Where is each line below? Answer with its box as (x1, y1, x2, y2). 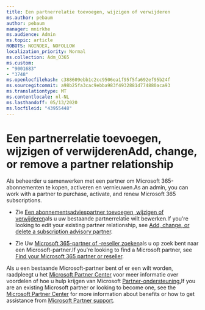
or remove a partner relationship (6, 157, 174, 171)
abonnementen (6, 184, 45, 191)
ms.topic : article (6, 37, 53, 43)
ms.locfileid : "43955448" (6, 105, 72, 111)
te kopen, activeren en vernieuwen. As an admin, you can (45, 184, 189, 191)
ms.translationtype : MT (6, 88, 67, 94)
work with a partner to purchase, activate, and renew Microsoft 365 (6, 190, 176, 198)
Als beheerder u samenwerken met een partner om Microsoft (6, 177, 160, 185)
